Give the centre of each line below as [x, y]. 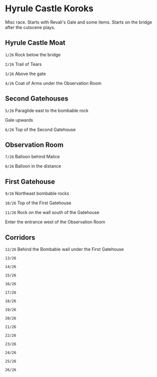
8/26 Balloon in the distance [33, 166]
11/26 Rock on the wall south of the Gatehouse [52, 213]
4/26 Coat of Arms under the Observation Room [53, 83]
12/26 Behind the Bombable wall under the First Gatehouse [65, 249]
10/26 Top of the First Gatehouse [38, 203]
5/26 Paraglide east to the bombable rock [47, 110]
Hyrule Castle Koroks [49, 9]
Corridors [20, 237]
